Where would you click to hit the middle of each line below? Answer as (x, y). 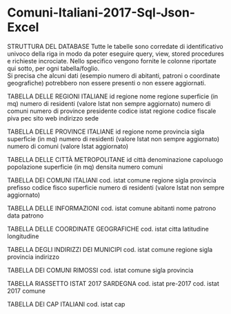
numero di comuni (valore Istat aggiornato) (68, 146)
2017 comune (27, 291)
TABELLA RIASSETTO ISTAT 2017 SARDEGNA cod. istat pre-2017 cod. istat (113, 283)
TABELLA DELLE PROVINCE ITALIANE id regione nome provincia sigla (106, 132)
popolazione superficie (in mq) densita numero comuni (85, 167)
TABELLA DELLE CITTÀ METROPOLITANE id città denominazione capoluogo (115, 159)
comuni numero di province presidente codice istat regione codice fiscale (112, 111)
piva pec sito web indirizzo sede (53, 118)
